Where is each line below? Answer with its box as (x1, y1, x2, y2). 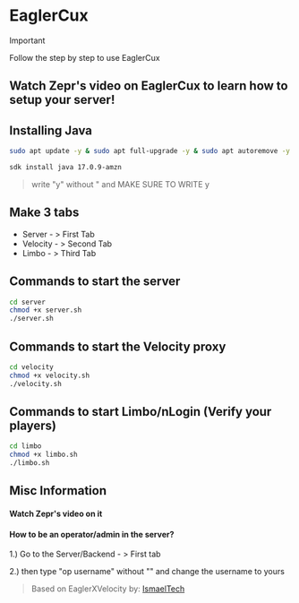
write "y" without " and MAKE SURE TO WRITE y (30, 178, 210, 189)
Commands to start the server (9, 274, 181, 289)
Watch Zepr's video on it (9, 508, 103, 519)
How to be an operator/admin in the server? (9, 529, 175, 539)
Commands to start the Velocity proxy (9, 339, 226, 354)
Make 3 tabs (9, 205, 80, 220)
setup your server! (9, 92, 115, 108)
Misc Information (9, 483, 107, 498)
